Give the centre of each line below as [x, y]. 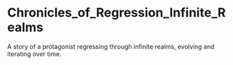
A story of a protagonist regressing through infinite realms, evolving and [111, 46]
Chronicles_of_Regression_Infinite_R [116, 13]
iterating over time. [34, 54]
